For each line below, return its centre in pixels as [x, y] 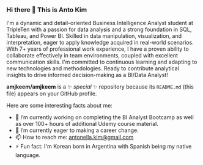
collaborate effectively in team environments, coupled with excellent [92, 56]
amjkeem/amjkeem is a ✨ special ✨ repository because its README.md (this [100, 87]
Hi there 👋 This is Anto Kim [47, 10]
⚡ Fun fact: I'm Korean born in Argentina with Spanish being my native [103, 147]
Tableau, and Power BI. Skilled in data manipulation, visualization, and [94, 36]
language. [28, 155]
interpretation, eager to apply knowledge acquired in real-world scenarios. [100, 43]
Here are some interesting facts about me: [60, 106]
